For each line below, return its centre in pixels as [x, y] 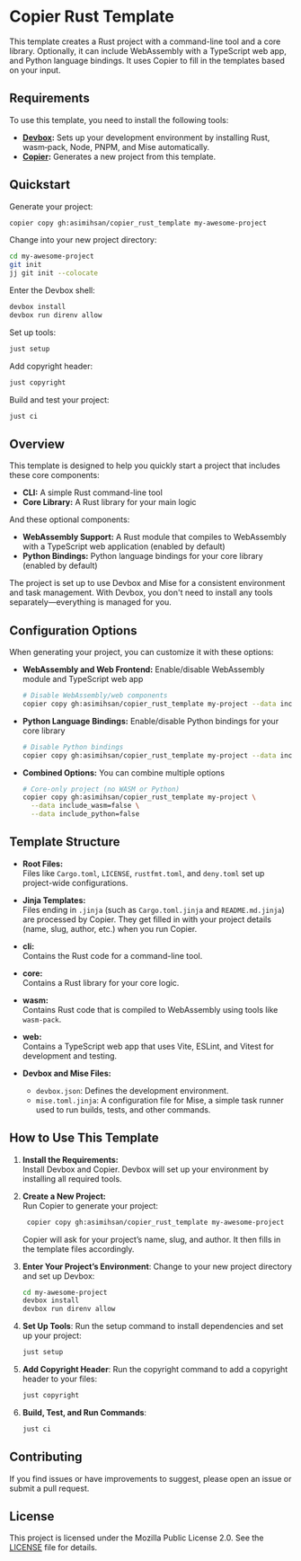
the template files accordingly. [78, 1249]
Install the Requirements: [70, 1159]
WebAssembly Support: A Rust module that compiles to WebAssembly [155, 537]
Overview [37, 443]
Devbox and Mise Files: [66, 1073]
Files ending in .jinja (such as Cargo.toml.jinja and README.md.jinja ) [153, 909]
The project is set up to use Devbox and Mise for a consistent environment [147, 583]
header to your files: [59, 1379]
